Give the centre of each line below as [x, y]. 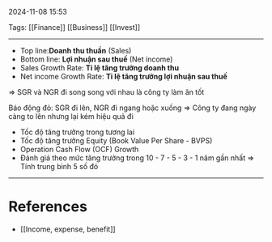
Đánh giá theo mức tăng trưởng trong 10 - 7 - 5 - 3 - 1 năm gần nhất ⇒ [137, 158]
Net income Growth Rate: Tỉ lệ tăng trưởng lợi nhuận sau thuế [124, 76]
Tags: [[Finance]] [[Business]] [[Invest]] [74, 27]
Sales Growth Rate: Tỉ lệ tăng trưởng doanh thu [100, 68]
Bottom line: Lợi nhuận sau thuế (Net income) [96, 59]
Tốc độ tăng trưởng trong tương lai [77, 132]
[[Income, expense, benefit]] [68, 229]
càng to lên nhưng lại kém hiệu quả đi [71, 116]
